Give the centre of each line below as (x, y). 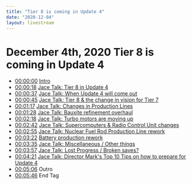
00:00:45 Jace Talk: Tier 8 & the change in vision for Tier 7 (87, 100)
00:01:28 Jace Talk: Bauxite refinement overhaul (74, 113)
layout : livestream (30, 23)
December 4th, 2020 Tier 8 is (80, 52)
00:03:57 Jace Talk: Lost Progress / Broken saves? (77, 150)
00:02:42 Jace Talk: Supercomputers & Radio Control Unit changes (97, 125)
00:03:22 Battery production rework (59, 138)
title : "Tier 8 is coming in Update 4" (55, 12)
